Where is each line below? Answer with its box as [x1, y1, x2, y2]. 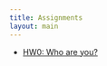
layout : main [9, 22, 59, 31]
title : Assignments [9, 13, 83, 23]
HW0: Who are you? [22, 46, 98, 57]
